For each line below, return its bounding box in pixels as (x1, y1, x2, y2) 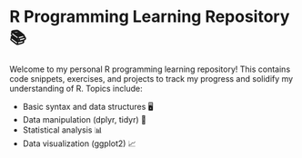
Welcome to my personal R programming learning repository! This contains (9, 64, 291, 74)
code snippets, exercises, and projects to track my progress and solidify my (9, 73, 294, 84)
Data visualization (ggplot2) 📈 (22, 138, 136, 149)
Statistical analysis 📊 (22, 124, 103, 135)
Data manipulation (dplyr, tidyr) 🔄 (22, 114, 147, 124)
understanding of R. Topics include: (9, 83, 143, 94)
